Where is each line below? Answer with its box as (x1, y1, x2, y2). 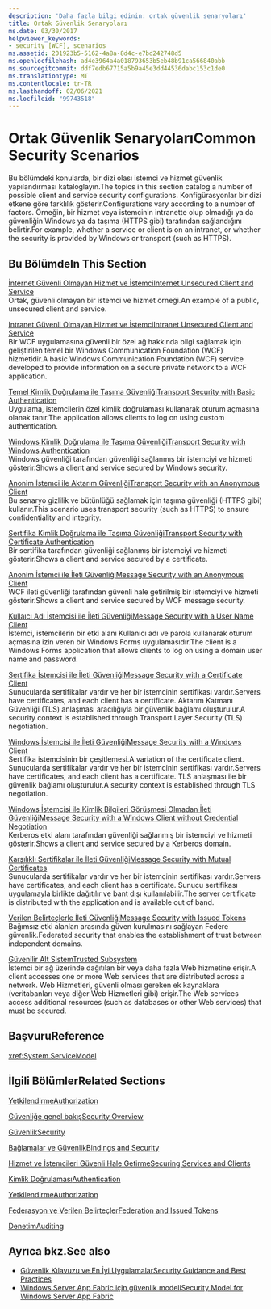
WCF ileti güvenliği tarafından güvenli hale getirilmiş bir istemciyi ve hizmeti (8, 587, 259, 597)
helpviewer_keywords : (8, 34, 81, 43)
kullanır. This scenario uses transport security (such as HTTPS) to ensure (8, 505, 250, 513)
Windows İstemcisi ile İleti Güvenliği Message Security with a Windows (8, 737, 242, 746)
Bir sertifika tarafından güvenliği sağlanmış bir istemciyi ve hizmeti (8, 546, 228, 555)
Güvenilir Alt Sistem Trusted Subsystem (8, 955, 138, 964)
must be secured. (8, 1006, 67, 1016)
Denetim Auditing (8, 1221, 65, 1231)
